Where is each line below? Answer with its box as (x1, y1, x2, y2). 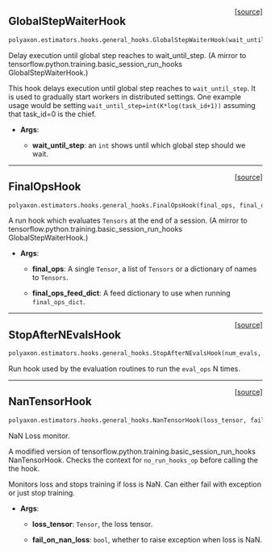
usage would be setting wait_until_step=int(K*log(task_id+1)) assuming (8, 100, 256, 110)
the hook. (8, 463, 40, 473)
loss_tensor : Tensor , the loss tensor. (31, 519, 153, 529)
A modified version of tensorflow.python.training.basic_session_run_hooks (8, 446, 256, 456)
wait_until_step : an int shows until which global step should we (31, 140, 246, 150)
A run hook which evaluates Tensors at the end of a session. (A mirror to (8, 215, 248, 225)
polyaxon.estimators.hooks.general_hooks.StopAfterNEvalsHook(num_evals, (8, 349, 262, 358)
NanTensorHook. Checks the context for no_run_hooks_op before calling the (8, 455, 258, 465)
